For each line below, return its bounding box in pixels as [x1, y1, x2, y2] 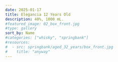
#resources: [5, 40, 30, 45]
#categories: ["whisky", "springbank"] [5, 35, 89, 40]
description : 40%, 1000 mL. [5, 16, 64, 21]
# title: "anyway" [5, 49, 51, 54]
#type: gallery [5, 26, 37, 31]
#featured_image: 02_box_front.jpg [5, 21, 80, 26]
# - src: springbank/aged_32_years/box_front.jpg [5, 44, 113, 49]
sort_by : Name [5, 30, 35, 35]
